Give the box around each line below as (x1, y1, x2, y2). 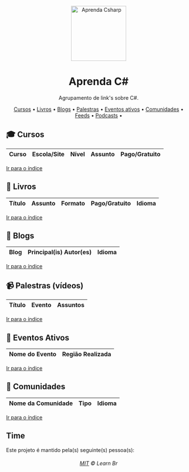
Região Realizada (62, 350, 112, 358)
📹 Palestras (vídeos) (6, 281, 84, 291)
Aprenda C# (68, 75, 129, 88)
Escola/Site (32, 150, 65, 158)
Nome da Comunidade (9, 399, 73, 407)
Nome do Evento (9, 350, 57, 358)
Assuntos (57, 301, 85, 309)
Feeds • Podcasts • (75, 112, 123, 119)
